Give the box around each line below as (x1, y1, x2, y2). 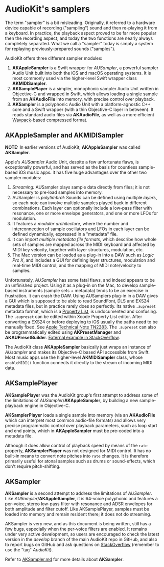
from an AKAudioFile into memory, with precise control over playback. (12, 96, 155, 102)
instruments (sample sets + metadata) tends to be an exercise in (19, 287, 148, 293)
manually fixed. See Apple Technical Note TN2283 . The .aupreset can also (5, 324, 156, 330)
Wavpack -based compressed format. (12, 117, 88, 123)
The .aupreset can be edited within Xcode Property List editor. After (5, 313, 142, 320)
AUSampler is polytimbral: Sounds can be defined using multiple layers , (12, 194, 158, 200)
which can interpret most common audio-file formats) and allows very (5, 417, 146, 423)
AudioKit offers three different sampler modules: (5, 55, 103, 61)
